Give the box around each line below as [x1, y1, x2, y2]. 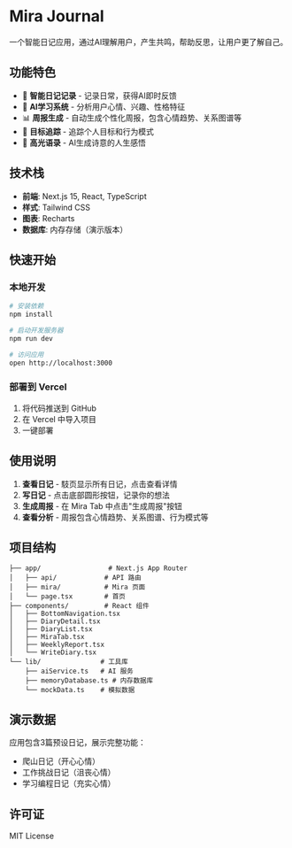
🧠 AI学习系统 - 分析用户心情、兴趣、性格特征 [21, 101, 186, 112]
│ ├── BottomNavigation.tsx [9, 609, 121, 619]
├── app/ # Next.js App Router [9, 564, 188, 573]
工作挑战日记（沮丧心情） [21, 767, 116, 778]
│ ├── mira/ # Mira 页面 [9, 582, 146, 592]
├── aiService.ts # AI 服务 [25, 667, 134, 676]
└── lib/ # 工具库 [9, 658, 128, 667]
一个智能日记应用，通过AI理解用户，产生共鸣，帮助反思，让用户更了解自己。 [9, 36, 288, 47]
